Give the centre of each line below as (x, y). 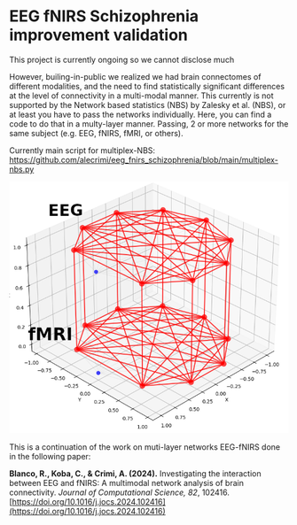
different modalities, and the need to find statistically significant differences (147, 86)
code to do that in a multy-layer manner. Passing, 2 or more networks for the (149, 124)
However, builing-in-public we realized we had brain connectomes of (135, 76)
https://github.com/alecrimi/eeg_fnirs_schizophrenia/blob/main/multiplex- (144, 159)
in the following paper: (50, 457)
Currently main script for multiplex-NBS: (82, 150)
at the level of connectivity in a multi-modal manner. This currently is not (141, 96)
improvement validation (98, 35)
